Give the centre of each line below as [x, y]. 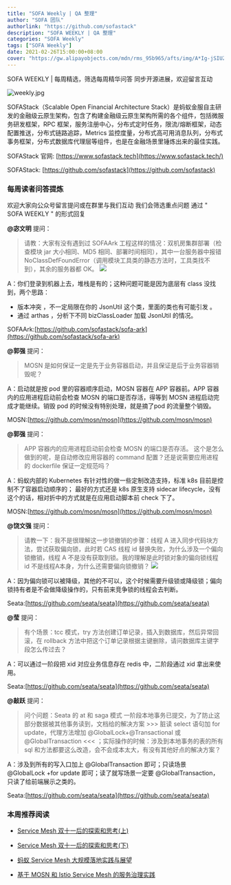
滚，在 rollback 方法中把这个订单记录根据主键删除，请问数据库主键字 [121, 641]
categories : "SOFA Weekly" [46, 39]
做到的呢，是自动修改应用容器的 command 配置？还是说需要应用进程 [121, 457]
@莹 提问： [23, 618]
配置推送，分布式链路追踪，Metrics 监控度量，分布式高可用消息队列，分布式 [115, 132]
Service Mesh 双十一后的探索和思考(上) [73, 831]
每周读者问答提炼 [35, 189]
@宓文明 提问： [29, 229]
